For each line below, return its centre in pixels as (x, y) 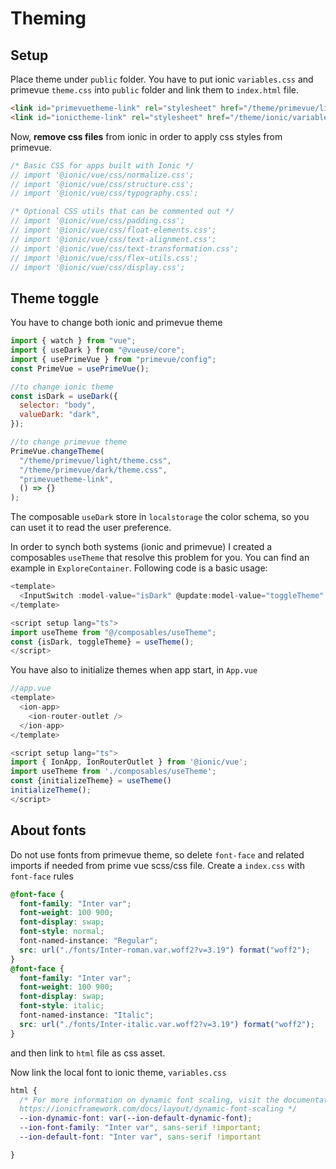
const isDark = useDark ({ (64, 396)
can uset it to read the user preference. (91, 528)
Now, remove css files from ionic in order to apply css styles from (146, 136)
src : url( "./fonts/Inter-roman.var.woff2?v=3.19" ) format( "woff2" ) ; (165, 950)
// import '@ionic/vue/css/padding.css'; (98, 221)
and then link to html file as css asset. (88, 1053)
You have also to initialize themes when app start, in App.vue (134, 670)
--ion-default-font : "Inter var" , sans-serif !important (140, 1137)
